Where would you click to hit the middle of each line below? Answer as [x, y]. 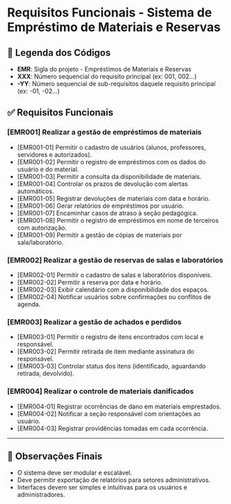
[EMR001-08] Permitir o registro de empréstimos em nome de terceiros [118, 220]
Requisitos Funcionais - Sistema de [110, 13]
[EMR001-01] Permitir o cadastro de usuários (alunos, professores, [111, 147]
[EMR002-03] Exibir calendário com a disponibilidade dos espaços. [113, 289]
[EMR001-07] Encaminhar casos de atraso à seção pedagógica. [107, 213]
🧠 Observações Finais [55, 456]
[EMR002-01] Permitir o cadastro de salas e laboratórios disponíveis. [114, 275]
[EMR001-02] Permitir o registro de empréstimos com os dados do [111, 162]
